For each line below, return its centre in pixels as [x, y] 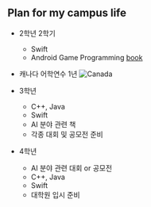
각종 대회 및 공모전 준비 [67, 134]
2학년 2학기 [37, 33]
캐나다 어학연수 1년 [48, 74]
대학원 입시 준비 [55, 194]
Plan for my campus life [67, 13]
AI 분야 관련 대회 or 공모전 [72, 168]
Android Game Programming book [87, 57]
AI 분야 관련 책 [53, 124]
